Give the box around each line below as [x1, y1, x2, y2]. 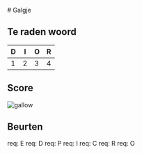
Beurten [7, 121, 43, 133]
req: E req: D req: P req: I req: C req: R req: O [7, 139, 135, 148]
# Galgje [7, 6, 31, 14]
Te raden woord [7, 26, 77, 38]
